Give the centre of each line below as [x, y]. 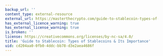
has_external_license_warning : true [42, 28]
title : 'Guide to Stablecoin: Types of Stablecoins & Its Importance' [78, 41]
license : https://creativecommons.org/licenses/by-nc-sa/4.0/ [69, 37]
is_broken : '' [19, 32]
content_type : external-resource [39, 14]
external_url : [19, 19]
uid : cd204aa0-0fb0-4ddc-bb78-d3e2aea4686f [50, 46]
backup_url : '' [20, 9]
